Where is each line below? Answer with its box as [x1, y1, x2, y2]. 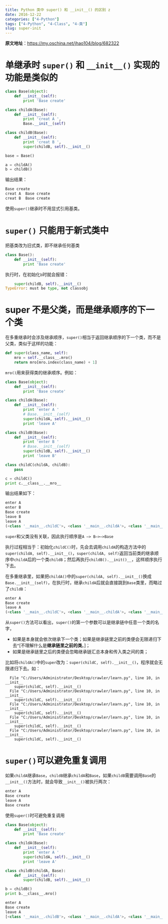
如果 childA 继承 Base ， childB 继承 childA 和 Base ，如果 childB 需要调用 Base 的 [5, 772, 156, 778]
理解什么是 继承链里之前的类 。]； [24, 642, 90, 648]
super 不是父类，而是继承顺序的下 [5, 304, 146, 315]
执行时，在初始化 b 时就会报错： [5, 271, 69, 277]
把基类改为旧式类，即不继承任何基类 [5, 242, 80, 248]
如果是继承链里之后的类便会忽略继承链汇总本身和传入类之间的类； [12, 648, 148, 655]
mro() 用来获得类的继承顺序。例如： [5, 369, 78, 375]
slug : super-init [5, 26, 41, 31]
